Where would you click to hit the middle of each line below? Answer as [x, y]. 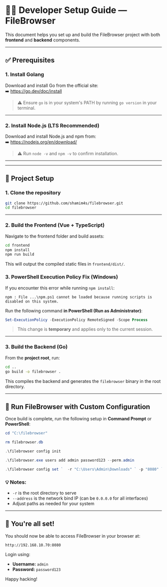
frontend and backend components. [43, 40]
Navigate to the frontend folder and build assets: [55, 236]
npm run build [20, 255]
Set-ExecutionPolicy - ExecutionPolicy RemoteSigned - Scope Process [77, 320]
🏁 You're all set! [30, 524]
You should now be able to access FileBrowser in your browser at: [73, 536]
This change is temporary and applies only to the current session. [85, 329]
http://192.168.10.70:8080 [33, 545]
